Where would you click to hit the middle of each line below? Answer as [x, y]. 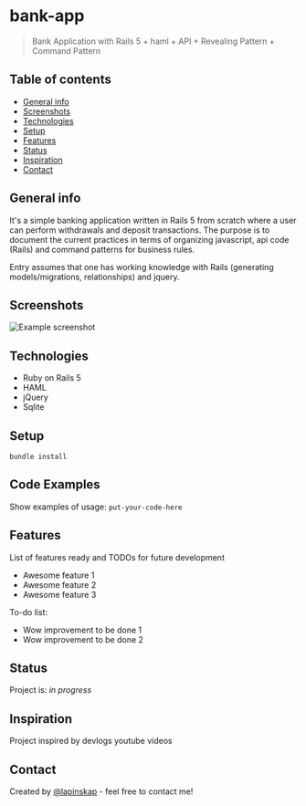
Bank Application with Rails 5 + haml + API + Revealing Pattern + [153, 41]
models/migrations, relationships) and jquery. [95, 277]
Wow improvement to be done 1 [82, 630]
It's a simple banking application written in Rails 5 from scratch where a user [153, 220]
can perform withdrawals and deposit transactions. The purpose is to [140, 230]
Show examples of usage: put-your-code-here [96, 507]
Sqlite [33, 407]
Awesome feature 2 [59, 584]
